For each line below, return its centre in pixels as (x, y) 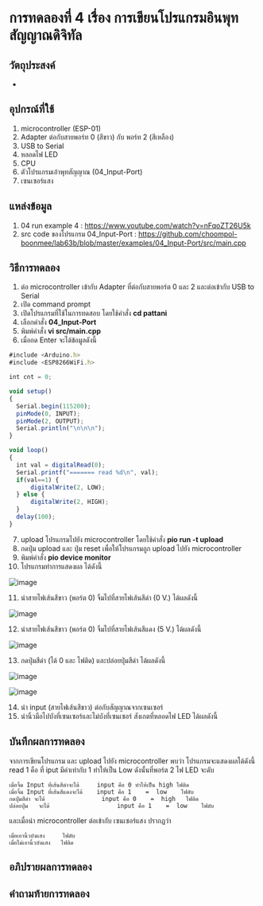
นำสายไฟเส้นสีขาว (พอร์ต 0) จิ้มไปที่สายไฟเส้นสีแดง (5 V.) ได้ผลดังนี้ (111, 629)
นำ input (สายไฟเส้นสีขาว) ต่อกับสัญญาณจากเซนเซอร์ (92, 707)
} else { (31, 494)
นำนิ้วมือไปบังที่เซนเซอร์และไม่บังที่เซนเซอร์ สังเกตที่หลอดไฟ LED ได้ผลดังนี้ (119, 716)
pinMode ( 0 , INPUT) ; (48, 414)
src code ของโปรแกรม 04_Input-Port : (79, 234)
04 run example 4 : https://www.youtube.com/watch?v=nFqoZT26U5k (135, 225)
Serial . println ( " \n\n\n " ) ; (61, 428)
